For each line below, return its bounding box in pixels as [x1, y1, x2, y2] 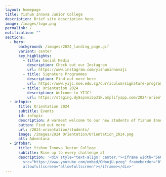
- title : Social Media [23, 58, 70, 63]
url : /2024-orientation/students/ [18, 127, 90, 132]
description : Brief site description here [5, 16, 94, 21]
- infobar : [9, 141, 32, 146]
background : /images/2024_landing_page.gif [18, 44, 110, 49]
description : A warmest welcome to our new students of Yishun [18, 118, 152, 123]
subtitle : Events [18, 109, 54, 114]
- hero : [9, 40, 26, 45]
